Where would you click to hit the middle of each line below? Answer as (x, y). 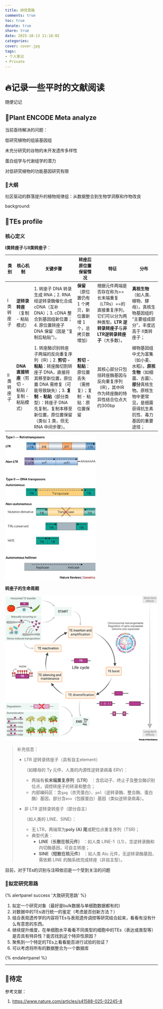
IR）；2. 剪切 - (56, 360)
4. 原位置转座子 (49, 325)
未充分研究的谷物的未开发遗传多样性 (41, 151)
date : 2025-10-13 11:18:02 (32, 36)
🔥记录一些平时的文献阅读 (55, 88)
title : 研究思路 (20, 10)
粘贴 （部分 (54, 396)
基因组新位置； (57, 319)
